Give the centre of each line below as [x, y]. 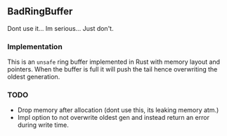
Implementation [35, 46]
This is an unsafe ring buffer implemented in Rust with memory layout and [113, 62]
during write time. [43, 125]
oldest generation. [34, 77]
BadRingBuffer [40, 12]
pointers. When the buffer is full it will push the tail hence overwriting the [112, 69]
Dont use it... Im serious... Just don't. [60, 28]
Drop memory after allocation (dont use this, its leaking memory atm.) [118, 110]
